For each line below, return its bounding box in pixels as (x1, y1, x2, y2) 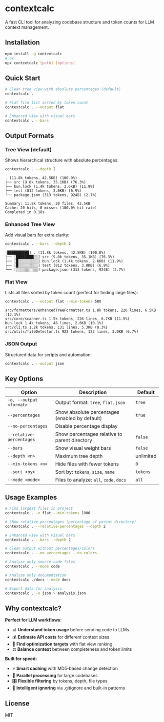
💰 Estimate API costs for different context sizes (12, 634, 110, 640)
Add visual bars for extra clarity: (5, 232, 70, 238)
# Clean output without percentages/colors (5, 546, 95, 551)
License (5, 699, 30, 707)
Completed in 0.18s (5, 210, 45, 215)
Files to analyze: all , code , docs (55, 477, 126, 483)
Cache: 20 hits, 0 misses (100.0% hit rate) (5, 205, 97, 210)
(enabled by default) (55, 415, 102, 422)
